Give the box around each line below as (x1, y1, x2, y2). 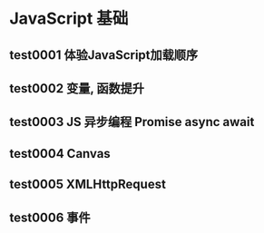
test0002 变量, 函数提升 (9, 81, 145, 96)
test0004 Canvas (9, 146, 111, 161)
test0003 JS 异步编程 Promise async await (9, 114, 255, 130)
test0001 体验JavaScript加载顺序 (9, 47, 199, 63)
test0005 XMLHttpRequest (9, 177, 166, 192)
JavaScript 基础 (9, 8, 129, 29)
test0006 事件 (9, 209, 91, 225)
